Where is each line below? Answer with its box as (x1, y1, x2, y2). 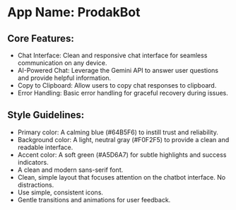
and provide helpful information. (17, 74, 112, 82)
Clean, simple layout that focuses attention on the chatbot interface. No (17, 173, 226, 181)
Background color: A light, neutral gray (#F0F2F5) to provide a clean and (17, 135, 230, 144)
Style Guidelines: (7, 109, 85, 121)
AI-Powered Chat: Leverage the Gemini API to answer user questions (17, 66, 219, 74)
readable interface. (17, 143, 73, 151)
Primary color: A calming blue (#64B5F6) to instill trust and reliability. (17, 128, 219, 136)
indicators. (17, 158, 49, 166)
